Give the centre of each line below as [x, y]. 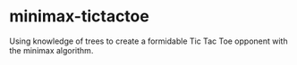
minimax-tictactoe [79, 16]
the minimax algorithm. [51, 50]
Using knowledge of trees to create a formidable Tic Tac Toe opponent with [148, 41]
